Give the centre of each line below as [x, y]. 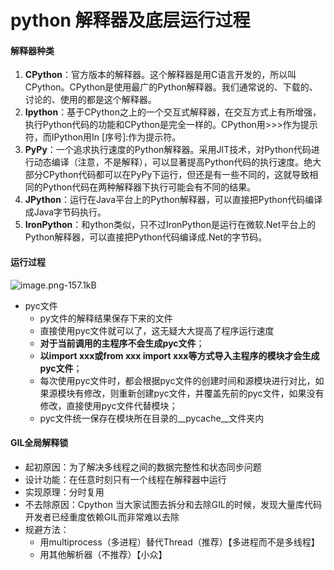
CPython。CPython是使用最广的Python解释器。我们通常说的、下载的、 [171, 87]
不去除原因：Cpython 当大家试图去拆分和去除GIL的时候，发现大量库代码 [173, 504]
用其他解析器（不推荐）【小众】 [103, 554]
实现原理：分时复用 [64, 492]
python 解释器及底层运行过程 [130, 20]
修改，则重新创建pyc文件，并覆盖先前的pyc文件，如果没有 [204, 393]
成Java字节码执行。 [65, 212]
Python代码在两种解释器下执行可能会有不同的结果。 [149, 187]
